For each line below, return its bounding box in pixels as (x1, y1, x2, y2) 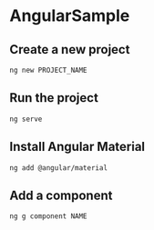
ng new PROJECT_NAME (9, 65, 88, 75)
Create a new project (9, 42, 130, 57)
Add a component (9, 188, 113, 204)
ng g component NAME (9, 212, 88, 221)
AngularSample (9, 5, 130, 26)
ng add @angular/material (9, 163, 108, 173)
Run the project (9, 90, 98, 105)
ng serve (9, 115, 43, 124)
